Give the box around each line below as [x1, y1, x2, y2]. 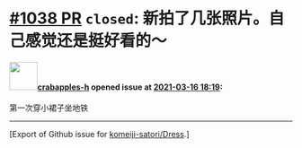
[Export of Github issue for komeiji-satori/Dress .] [9, 129, 191, 140]
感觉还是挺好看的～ [25, 30, 168, 51]
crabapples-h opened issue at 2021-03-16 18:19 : [37, 82, 223, 92]
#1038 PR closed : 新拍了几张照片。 [9, 8, 270, 29]
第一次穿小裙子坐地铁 [9, 102, 88, 113]
